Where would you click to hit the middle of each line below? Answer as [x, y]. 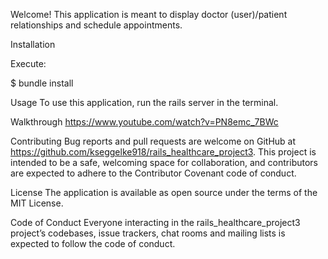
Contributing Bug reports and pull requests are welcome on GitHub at [153, 141]
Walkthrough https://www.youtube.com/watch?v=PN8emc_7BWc [144, 122]
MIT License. [37, 203]
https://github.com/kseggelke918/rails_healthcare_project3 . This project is [163, 152]
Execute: [28, 63]
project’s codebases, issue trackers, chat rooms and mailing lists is [148, 233]
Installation [33, 44]
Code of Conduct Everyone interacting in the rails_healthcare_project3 [155, 222]
